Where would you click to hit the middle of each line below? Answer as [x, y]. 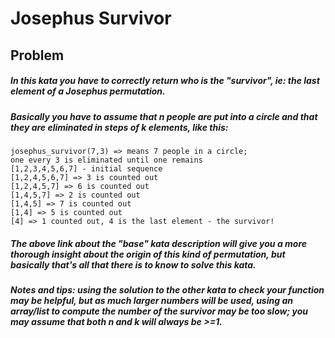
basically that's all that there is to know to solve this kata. [133, 264]
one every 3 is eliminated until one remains [106, 160]
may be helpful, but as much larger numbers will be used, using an [151, 300]
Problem [37, 55]
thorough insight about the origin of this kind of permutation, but [148, 254]
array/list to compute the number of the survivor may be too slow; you [159, 311]
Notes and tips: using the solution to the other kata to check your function [167, 289]
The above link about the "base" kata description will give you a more [159, 243]
